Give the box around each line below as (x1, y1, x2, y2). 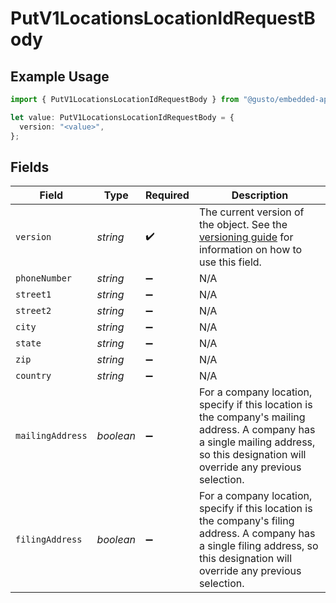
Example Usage (10, 68, 110, 85)
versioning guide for (198, 230, 294, 244)
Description (231, 188, 289, 202)
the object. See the (198, 218, 288, 232)
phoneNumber (15, 273, 73, 284)
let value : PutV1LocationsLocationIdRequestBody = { (10, 112, 235, 122)
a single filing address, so (198, 539, 319, 553)
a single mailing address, (198, 435, 316, 449)
